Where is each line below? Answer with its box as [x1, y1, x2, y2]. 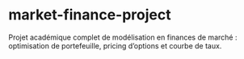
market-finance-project [8, 6, 171, 24]
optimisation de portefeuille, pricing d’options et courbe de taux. [8, 40, 222, 50]
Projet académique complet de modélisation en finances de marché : [8, 32, 238, 42]
